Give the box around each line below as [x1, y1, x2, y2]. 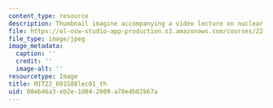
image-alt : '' [15, 65, 63, 73]
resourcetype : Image [8, 72, 79, 80]
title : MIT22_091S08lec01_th [8, 80, 107, 88]
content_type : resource [8, 11, 89, 20]
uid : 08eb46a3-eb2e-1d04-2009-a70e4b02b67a [8, 87, 158, 96]
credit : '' [15, 58, 53, 66]
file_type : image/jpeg [8, 34, 85, 43]
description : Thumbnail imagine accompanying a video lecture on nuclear [8, 19, 264, 28]
